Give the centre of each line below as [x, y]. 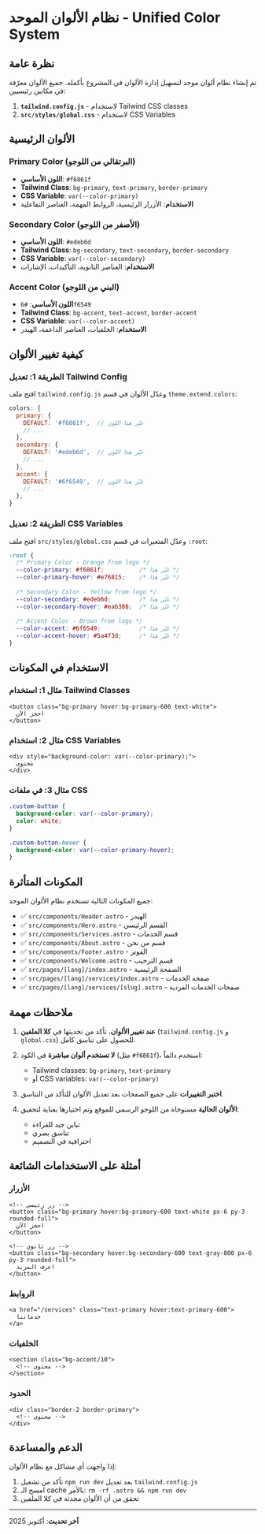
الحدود [20, 1394]
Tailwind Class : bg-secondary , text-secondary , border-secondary [124, 250]
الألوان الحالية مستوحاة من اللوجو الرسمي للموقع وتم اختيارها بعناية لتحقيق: [129, 1109]
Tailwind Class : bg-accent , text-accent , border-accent [109, 313]
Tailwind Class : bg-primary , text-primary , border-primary [114, 187]
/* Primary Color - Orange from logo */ [83, 563]
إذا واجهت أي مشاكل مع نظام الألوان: [63, 1466]
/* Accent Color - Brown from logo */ [80, 621]
